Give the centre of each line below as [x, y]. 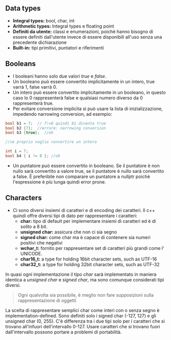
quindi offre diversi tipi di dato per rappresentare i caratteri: [75, 216]
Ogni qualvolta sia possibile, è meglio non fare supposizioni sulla [86, 295]
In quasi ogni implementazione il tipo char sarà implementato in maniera [81, 274]
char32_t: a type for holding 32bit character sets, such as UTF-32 [90, 264]
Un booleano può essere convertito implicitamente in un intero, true [84, 82]
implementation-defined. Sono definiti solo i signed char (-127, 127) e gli [81, 316]
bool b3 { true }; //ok [29, 133]
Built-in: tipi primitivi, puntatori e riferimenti [58, 47]
